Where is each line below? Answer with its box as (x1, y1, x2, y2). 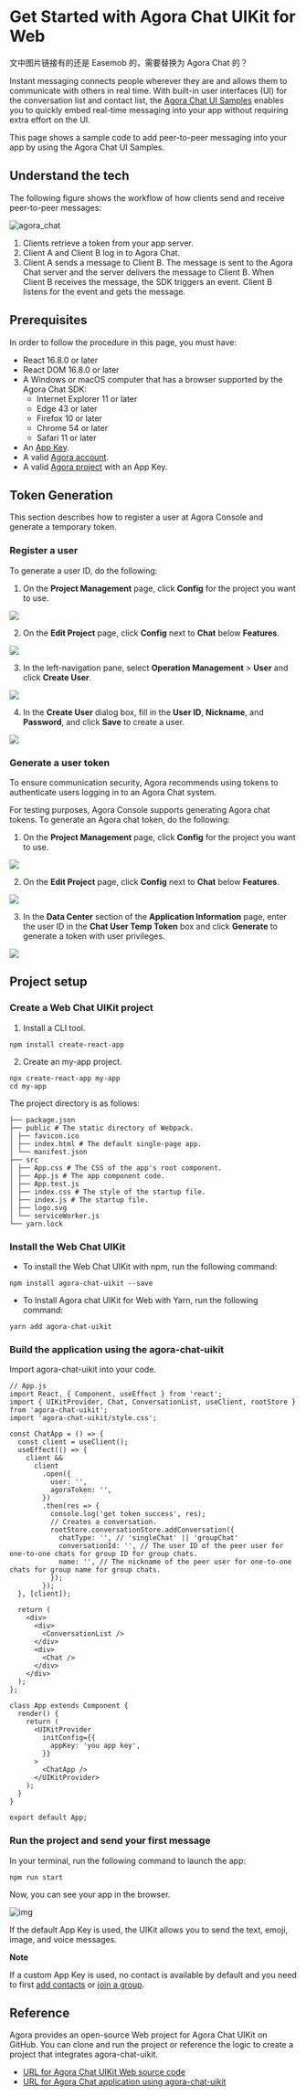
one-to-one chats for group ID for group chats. (9, 1550, 198, 1559)
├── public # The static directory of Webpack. (9, 1123, 195, 1132)
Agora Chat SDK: (22, 384, 87, 395)
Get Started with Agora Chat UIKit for (9, 6, 296, 27)
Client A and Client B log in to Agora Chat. (22, 247, 181, 258)
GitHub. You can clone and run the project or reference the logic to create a (9, 2039, 294, 2050)
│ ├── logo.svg (9, 1203, 68, 1212)
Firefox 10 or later (36, 413, 103, 424)
